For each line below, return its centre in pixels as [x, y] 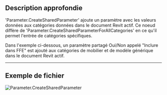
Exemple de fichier [35, 76]
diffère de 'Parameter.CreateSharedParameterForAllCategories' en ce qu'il [81, 30]
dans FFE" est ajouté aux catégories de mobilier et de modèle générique [79, 50]
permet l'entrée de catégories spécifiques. [49, 35]
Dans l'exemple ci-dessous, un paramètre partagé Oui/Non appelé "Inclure [82, 45]
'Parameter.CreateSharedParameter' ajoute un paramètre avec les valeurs [81, 20]
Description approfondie [44, 8]
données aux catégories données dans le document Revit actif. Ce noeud [80, 25]
